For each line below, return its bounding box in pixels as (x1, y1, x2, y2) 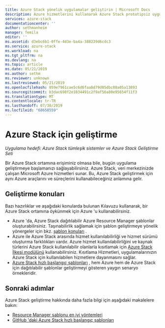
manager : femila (5, 30, 38, 35)
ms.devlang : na (5, 58, 36, 62)
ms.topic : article (5, 62, 43, 67)
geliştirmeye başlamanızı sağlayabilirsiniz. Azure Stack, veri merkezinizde (5, 165, 154, 171)
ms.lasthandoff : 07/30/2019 (5, 103, 63, 108)
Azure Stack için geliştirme (5, 129, 118, 140)
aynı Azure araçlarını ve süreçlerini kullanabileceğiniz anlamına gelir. (5, 176, 143, 181)
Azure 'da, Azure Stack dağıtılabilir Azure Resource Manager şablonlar (12, 217, 155, 224)
